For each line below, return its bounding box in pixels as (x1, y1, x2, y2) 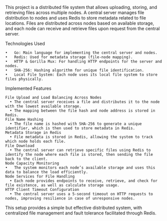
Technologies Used (5, 41, 45, 47)
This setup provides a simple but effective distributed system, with (5, 205, 142, 210)
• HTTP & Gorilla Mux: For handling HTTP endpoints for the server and (5, 59, 162, 64)
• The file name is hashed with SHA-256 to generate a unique (9, 121, 142, 126)
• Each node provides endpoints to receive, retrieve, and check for (9, 178, 157, 183)
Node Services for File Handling (5, 174, 75, 179)
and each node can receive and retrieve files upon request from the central (5, 26, 160, 32)
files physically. (5, 77, 43, 82)
